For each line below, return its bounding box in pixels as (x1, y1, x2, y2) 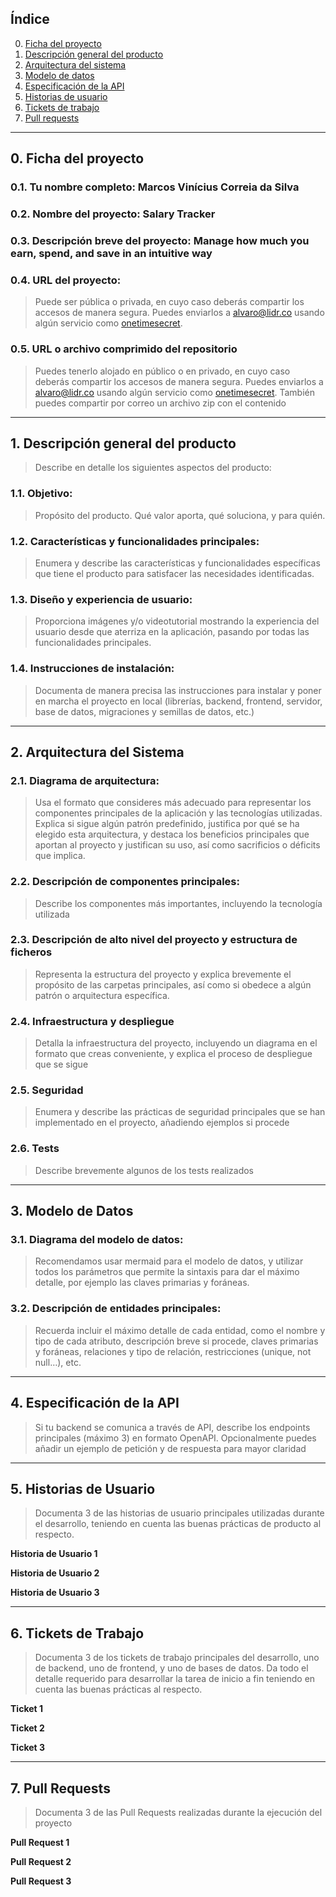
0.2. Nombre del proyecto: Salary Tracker (10, 207, 216, 221)
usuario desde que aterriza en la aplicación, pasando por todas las (34, 626, 310, 638)
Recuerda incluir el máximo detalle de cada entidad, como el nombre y (34, 1324, 326, 1336)
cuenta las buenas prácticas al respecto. (34, 1683, 203, 1696)
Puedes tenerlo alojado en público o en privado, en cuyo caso (34, 365, 291, 377)
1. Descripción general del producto (10, 435, 237, 452)
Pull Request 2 (10, 1855, 72, 1867)
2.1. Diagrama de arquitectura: (10, 773, 160, 787)
